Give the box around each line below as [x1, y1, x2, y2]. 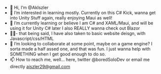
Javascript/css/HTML [9, 36, 54, 41]
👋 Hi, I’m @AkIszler [9, 5, 49, 10]
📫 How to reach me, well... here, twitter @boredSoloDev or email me [9, 56, 150, 62]
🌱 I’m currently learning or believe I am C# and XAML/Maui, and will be [9, 20, 154, 26]
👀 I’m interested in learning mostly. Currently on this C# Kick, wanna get [9, 10, 156, 16]
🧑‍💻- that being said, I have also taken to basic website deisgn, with [9, 31, 146, 36]
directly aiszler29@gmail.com [9, 64, 70, 69]
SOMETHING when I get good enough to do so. [9, 51, 106, 57]
